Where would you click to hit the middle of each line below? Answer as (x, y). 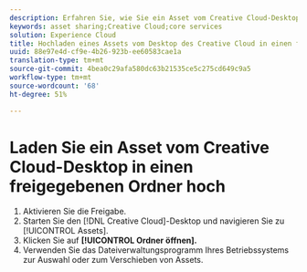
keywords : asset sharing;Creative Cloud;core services (116, 26)
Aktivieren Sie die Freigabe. (74, 212)
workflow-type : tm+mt (51, 78)
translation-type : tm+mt (57, 60)
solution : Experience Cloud (63, 35)
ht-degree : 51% (38, 94)
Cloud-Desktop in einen (101, 167)
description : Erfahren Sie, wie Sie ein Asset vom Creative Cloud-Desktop (155, 18)
